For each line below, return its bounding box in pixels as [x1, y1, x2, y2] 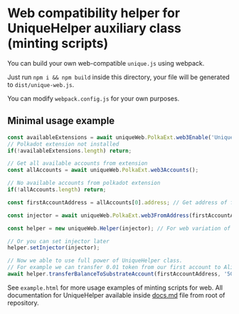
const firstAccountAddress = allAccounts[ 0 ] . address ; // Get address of [7, 198, 228, 206]
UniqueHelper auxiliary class [7, 20, 181, 36]
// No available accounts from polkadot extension [7, 180, 161, 187]
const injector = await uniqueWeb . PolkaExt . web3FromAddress [7, 212, 190, 219]
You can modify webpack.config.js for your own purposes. [7, 94, 180, 103]
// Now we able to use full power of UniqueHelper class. [7, 257, 183, 265]
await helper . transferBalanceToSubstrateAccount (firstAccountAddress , [7, 270, 221, 278]
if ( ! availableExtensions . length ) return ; [7, 147, 132, 154]
